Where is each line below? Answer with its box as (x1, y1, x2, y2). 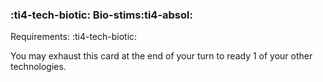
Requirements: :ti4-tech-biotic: (10, 31, 138, 43)
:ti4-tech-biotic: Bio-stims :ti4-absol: (10, 8, 193, 22)
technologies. (10, 61, 67, 73)
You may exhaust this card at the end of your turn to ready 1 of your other (10, 50, 313, 62)
